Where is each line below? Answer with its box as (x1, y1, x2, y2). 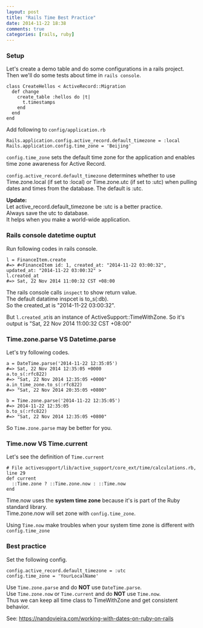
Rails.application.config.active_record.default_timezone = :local (6, 138, 181, 144)
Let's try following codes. (6, 349, 70, 356)
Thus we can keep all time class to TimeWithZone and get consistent (6, 596, 178, 604)
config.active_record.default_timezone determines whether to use (6, 172, 176, 179)
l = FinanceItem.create (6, 256, 67, 263)
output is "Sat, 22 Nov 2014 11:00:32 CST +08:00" (6, 319, 132, 327)
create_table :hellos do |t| (17, 94, 91, 100)
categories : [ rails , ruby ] (6, 32, 75, 38)
